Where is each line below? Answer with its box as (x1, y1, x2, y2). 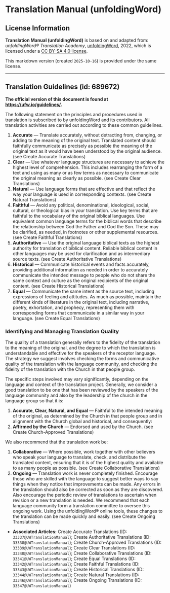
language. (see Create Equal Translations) (12, 315, 100, 321)
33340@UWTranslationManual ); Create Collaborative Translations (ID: (12, 550, 152, 556)
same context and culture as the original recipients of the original (12, 277, 149, 284)
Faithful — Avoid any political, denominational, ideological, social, (12, 202, 150, 208)
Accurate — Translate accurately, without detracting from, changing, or (12, 132, 162, 138)
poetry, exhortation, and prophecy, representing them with (12, 304, 135, 310)
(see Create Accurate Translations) (12, 153, 86, 159)
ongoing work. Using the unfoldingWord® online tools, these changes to (12, 508, 163, 514)
